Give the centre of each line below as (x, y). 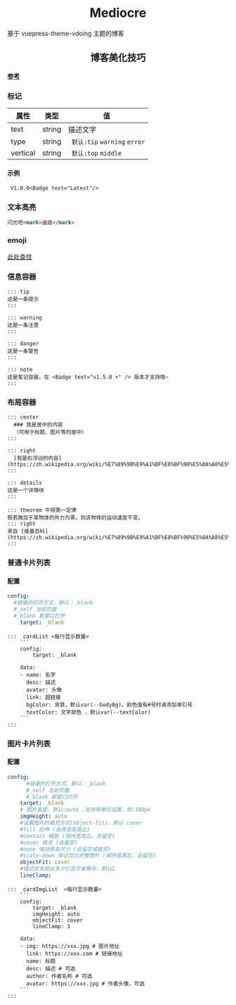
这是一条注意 (23, 326)
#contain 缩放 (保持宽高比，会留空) (68, 836)
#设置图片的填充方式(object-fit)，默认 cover (81, 823)
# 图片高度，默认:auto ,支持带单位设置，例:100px (85, 810)
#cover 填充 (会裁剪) (49, 843)
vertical (23, 153)
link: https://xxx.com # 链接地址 (74, 954)
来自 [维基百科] (28, 531)
